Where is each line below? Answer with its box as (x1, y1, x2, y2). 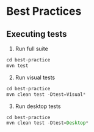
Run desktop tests (15, 103, 61, 110)
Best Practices (6, 4, 82, 18)
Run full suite (15, 45, 49, 52)
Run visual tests (15, 74, 56, 81)
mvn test (6, 63, 29, 69)
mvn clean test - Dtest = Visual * (6, 91, 86, 98)
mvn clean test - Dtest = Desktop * (6, 120, 89, 126)
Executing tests (6, 29, 67, 39)
